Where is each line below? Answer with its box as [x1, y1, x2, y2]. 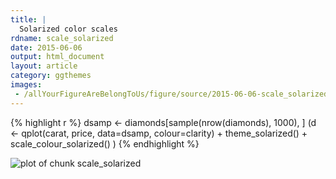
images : [10, 80, 43, 90]
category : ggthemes [10, 71, 92, 81]
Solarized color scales [19, 24, 118, 34]
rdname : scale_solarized [10, 33, 114, 43]
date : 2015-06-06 [10, 42, 83, 53]
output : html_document [10, 52, 105, 62]
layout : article [10, 61, 78, 71]
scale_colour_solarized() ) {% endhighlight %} [10, 137, 200, 150]
